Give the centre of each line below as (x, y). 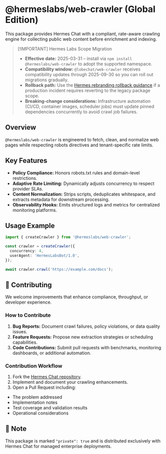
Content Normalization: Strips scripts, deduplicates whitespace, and (84, 194)
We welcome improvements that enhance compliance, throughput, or (77, 297)
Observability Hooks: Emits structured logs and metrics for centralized (86, 204)
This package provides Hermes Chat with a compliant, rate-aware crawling (83, 34)
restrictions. (25, 178)
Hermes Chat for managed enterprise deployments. (58, 446)
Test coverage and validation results (50, 408)
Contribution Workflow (34, 366)
